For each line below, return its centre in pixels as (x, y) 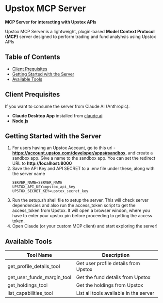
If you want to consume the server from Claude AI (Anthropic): (67, 106)
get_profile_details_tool (34, 266)
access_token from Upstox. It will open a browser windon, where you (81, 210)
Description (116, 255)
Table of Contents (33, 57)
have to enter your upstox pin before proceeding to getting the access (82, 216)
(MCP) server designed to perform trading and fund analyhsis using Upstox (81, 37)
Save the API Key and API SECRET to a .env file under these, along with (83, 169)
